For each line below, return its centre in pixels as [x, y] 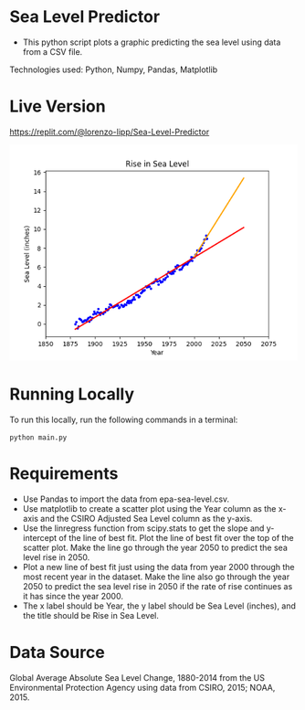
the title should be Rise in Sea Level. [91, 615]
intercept [40, 537]
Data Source [57, 652]
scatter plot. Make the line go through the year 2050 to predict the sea [155, 547]
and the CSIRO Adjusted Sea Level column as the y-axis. [147, 518]
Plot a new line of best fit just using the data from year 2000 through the [158, 567]
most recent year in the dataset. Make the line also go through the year [156, 577]
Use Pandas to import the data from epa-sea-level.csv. [126, 499]
